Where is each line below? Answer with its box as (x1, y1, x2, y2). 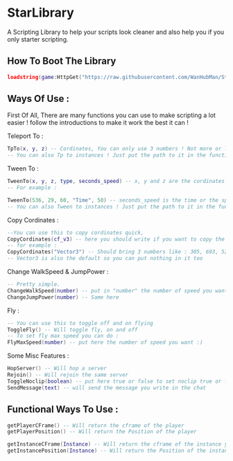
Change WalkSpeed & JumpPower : (7, 268, 109, 276)
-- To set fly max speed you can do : (7, 333, 119, 340)
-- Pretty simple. (7, 281, 60, 288)
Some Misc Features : (7, 351, 69, 360)
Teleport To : (7, 132, 44, 140)
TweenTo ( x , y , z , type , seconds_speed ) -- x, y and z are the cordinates (7, 178, 225, 185)
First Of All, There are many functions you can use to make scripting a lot (7, 111, 216, 119)
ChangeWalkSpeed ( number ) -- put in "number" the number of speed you (7, 287, 213, 294)
